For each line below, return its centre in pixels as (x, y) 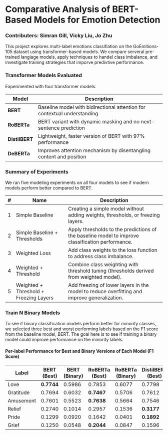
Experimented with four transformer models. (51, 86)
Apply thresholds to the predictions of (112, 230)
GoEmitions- (146, 47)
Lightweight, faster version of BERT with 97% (91, 136)
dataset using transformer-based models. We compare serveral (79, 52)
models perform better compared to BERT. (49, 188)
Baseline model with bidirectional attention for (92, 107)
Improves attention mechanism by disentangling (94, 150)
